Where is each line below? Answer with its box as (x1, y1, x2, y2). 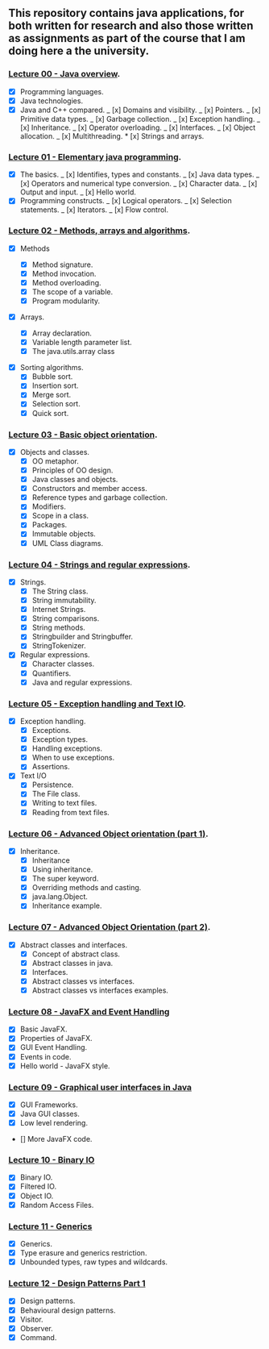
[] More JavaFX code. (19, 1135, 93, 1144)
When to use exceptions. (31, 753, 115, 763)
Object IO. (19, 1191, 54, 1201)
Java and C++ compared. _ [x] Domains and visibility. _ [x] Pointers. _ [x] (19, 105, 262, 114)
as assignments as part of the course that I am (8, 31, 246, 45)
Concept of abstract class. (31, 949, 121, 959)
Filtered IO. (19, 1181, 57, 1192)
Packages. (31, 520, 68, 530)
